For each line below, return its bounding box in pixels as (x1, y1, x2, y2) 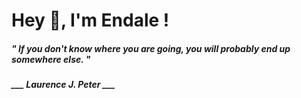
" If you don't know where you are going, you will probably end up (11, 42, 291, 54)
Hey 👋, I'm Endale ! (11, 9, 170, 32)
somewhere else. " (11, 53, 91, 65)
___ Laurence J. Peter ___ (11, 79, 116, 91)
